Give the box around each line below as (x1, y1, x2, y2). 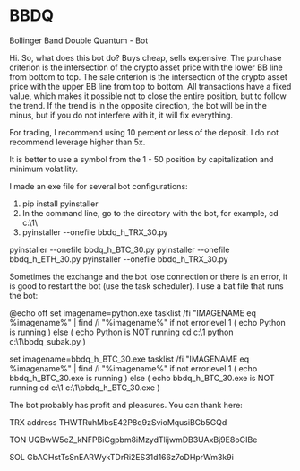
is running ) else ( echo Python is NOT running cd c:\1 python (9, 327, 234, 337)
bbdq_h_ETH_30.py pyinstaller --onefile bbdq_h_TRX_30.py (9, 253, 228, 265)
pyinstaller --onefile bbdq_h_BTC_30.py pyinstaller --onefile (9, 244, 230, 255)
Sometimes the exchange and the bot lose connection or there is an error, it (9, 271, 288, 282)
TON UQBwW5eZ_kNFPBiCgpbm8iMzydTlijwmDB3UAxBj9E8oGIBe (9, 434, 258, 445)
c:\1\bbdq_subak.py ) (9, 336, 87, 346)
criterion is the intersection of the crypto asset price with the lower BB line (9, 62, 284, 73)
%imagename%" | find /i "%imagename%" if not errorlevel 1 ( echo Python (9, 317, 287, 327)
